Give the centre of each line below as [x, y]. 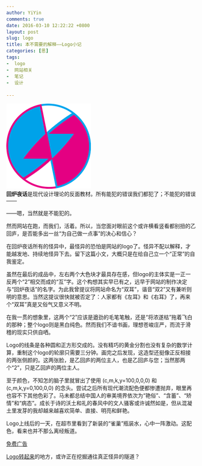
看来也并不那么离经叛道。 [48, 431]
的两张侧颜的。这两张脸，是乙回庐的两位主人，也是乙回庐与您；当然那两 [96, 360]
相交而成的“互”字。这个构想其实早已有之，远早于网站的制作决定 [109, 282]
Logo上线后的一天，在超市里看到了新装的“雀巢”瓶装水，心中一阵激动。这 [96, 423]
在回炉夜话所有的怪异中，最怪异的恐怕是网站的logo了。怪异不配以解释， [96, 247]
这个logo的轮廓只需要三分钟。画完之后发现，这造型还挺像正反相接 [109, 353]
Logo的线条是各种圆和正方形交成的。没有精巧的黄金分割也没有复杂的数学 [97, 345]
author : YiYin [24, 13]
